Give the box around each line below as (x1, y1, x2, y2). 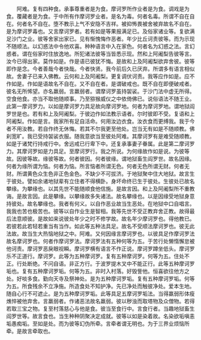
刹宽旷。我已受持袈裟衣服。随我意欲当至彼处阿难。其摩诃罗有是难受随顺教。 (6, 133, 195, 140)
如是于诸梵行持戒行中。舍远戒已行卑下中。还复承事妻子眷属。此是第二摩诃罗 (6, 140, 195, 147)
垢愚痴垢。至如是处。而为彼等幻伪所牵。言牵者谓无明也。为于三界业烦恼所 (6, 320, 190, 327)
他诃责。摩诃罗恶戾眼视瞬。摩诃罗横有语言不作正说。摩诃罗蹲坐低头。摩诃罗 (6, 245, 195, 252)
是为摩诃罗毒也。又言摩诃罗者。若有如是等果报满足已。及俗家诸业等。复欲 (6, 28, 190, 35)
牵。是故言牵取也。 (6, 327, 54, 335)
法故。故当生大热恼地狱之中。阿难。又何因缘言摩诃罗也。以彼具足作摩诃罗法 (6, 230, 195, 237)
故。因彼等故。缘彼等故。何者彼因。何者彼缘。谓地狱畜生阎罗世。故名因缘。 (6, 155, 195, 162)
